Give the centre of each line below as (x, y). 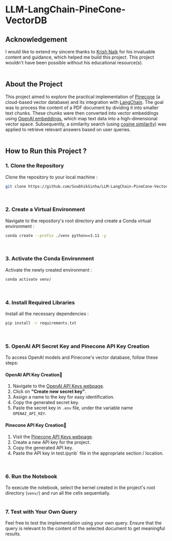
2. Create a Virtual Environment (45, 209)
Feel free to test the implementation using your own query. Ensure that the (84, 523)
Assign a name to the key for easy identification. (63, 397)
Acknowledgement (36, 39)
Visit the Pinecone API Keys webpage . (53, 437)
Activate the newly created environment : (49, 270)
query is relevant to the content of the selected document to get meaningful (85, 529)
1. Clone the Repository (35, 166)
